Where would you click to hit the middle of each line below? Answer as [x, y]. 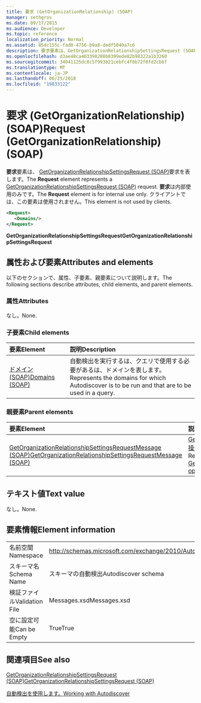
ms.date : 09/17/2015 [32, 23]
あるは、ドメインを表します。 [124, 370]
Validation [29, 601]
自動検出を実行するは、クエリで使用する [127, 361]
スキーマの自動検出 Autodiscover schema [106, 574]
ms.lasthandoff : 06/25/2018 [41, 79]
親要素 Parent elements [40, 412]
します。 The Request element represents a [59, 179]
